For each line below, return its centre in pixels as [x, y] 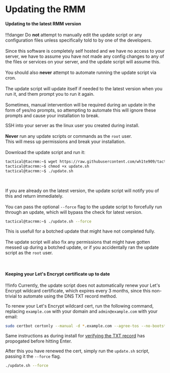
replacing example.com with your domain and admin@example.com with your [81, 311]
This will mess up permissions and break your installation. [65, 142]
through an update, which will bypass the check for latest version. [74, 212]
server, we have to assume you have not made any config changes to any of [85, 56]
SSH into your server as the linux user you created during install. [72, 126]
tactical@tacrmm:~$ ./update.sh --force [49, 221]
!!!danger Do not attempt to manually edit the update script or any [74, 35]
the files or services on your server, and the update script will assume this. [83, 62]
